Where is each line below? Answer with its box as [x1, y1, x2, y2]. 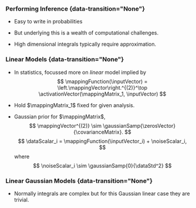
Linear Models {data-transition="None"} [5, 55, 124, 63]
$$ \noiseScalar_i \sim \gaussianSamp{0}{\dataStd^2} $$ [33, 162, 172, 169]
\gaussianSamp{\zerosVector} [103, 122, 176, 129]
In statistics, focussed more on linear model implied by [13, 69, 147, 76]
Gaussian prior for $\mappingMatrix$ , [13, 113, 106, 120]
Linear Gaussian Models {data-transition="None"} [5, 176, 153, 185]
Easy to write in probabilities [13, 18, 83, 25]
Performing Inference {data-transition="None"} [5, 5, 145, 13]
